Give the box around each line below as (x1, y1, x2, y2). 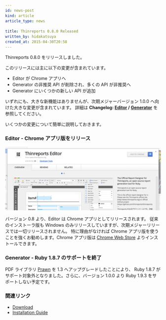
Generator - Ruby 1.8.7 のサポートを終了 (5, 254, 102, 261)
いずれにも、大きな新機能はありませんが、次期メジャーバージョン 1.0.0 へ (5, 98, 155, 104)
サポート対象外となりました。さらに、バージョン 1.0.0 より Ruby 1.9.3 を (5, 273, 153, 279)
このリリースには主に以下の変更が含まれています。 (5, 64, 109, 70)
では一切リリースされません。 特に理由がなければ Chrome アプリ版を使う (9, 228, 159, 234)
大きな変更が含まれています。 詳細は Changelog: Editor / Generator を (13, 104, 158, 110)
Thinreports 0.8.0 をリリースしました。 (5, 54, 85, 60)
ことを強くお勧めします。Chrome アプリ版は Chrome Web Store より (5, 234, 146, 240)
